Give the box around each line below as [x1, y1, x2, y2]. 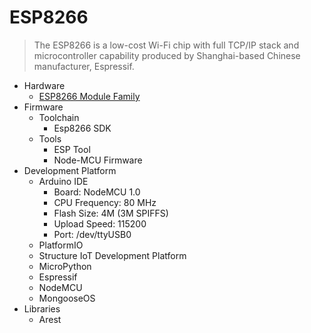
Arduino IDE [38, 175, 89, 187]
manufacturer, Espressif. [33, 60, 135, 72]
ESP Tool [53, 143, 91, 155]
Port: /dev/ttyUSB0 [53, 228, 132, 240]
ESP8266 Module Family [38, 90, 141, 102]
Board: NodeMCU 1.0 [53, 186, 141, 198]
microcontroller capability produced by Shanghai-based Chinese [33, 49, 301, 61]
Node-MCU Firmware [53, 154, 143, 166]
